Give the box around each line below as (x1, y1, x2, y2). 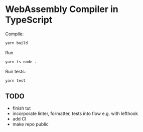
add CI (12, 116, 27, 122)
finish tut (12, 105, 31, 111)
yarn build (5, 40, 28, 46)
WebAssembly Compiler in (5, 4, 119, 15)
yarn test (5, 78, 26, 83)
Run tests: (5, 68, 26, 74)
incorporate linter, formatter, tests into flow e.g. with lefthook (12, 110, 138, 116)
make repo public (12, 121, 49, 127)
